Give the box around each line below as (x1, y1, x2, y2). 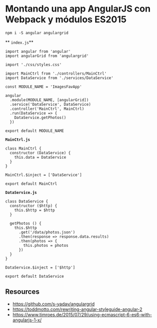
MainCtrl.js (5, 137, 30, 142)
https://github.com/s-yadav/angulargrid (12, 301, 95, 307)
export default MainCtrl (5, 181, 57, 186)
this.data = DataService (14, 155, 66, 160)
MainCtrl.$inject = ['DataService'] (5, 172, 82, 177)
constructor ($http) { (10, 203, 57, 208)
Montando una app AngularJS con (5, 3, 151, 15)
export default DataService (5, 274, 64, 279)
